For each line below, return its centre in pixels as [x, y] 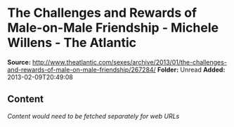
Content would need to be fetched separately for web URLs [93, 116]
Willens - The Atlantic [72, 43]
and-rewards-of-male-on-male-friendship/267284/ [82, 69]
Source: [19, 62]
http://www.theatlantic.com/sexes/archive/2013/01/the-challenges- [130, 62]
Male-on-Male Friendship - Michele [113, 28]
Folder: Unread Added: [191, 69]
